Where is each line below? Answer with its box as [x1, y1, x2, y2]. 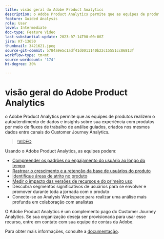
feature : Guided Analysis [5, 16, 58, 21]
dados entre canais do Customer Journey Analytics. [5, 129, 110, 135]
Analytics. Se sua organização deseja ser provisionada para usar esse [5, 214, 146, 220]
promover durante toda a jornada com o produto [12, 189, 110, 195]
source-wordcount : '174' [5, 57, 56, 62]
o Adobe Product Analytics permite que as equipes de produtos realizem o [5, 113, 155, 120]
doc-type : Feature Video [5, 30, 56, 35]
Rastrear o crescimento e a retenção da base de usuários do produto [12, 168, 151, 174]
